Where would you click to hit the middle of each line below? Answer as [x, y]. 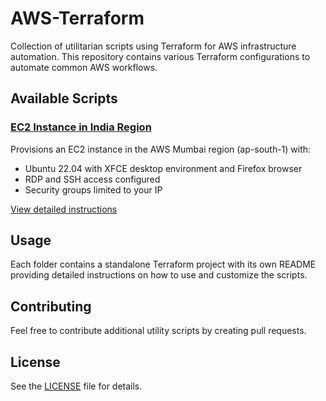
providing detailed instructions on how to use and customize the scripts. [159, 275]
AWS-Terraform [77, 18]
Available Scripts [64, 98]
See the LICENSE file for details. [76, 386]
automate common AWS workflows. [84, 67]
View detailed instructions [64, 209]
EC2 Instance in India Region [81, 127]
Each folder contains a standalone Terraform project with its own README [163, 264]
